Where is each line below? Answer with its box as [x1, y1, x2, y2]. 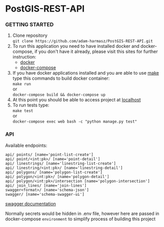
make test [12, 108, 34, 113]
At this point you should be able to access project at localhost [12, 97, 141, 103]
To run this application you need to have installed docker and [12, 43, 140, 49]
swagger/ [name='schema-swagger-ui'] [5, 192, 85, 197]
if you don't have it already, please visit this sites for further [34, 48, 158, 54]
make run [12, 82, 31, 87]
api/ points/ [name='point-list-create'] [5, 152, 94, 157]
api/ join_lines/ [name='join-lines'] [5, 183, 87, 188]
